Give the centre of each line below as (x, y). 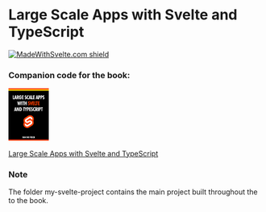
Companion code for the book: (69, 75)
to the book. (28, 200)
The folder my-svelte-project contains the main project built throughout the (133, 192)
